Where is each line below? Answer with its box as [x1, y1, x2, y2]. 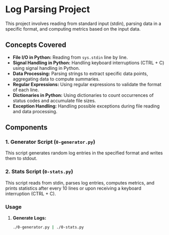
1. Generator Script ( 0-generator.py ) [5, 139, 95, 146]
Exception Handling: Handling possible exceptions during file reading [12, 103, 160, 109]
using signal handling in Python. [12, 65, 80, 71]
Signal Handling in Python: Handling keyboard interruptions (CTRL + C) [12, 60, 164, 66]
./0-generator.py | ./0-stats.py [12, 225, 84, 230]
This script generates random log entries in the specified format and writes [5, 150, 163, 156]
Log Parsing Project [5, 4, 90, 15]
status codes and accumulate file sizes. [12, 97, 96, 103]
